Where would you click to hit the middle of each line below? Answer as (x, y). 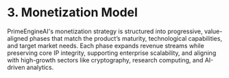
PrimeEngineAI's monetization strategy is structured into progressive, (105, 31)
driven (16, 67)
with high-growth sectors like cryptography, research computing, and (105, 60)
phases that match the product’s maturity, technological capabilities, (126, 38)
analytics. (40, 67)
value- (213, 31)
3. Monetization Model (73, 13)
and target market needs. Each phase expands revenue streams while (106, 45)
